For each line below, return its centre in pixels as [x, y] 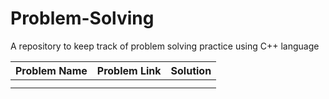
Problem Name [51, 70]
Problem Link [129, 70]
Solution [191, 70]
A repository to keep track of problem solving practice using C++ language [165, 46]
